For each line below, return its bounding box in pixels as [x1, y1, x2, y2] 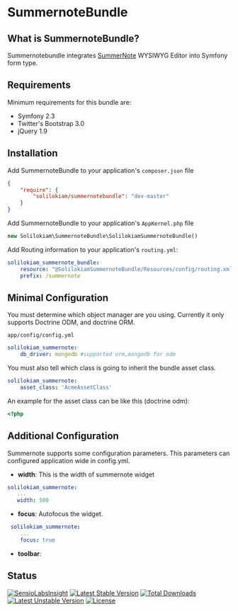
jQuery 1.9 [17, 127, 47, 135]
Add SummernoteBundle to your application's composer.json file [7, 166, 194, 174]
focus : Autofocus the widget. [17, 510, 103, 518]
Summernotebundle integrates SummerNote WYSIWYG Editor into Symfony [7, 51, 228, 59]
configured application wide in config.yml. [7, 456, 130, 464]
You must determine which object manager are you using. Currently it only [7, 311, 225, 319]
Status [7, 570, 38, 582]
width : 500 [16, 497, 50, 504]
